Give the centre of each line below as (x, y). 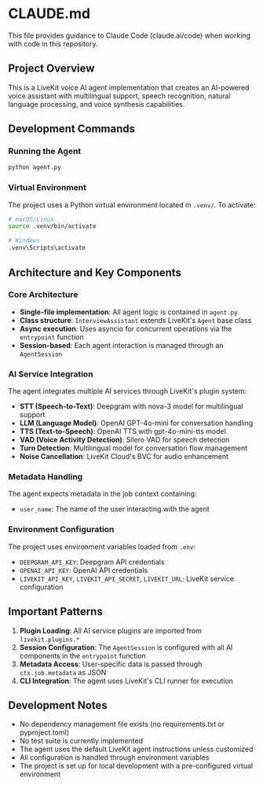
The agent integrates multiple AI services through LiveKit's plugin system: (128, 391)
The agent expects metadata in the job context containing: (102, 494)
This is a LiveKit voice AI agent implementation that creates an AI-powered (129, 87)
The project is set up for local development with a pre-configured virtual (136, 766)
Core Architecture (43, 295)
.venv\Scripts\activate (47, 248)
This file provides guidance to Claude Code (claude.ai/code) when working (130, 35)
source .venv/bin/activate (52, 226)
